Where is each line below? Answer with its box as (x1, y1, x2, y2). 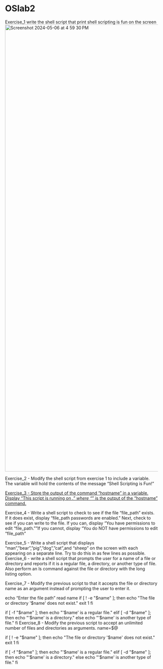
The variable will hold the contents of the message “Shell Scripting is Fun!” (5, 480, 154, 487)
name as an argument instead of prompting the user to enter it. (5, 585, 131, 591)
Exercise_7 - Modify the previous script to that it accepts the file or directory (5, 580, 158, 586)
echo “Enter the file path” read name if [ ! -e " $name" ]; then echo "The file (5, 595, 155, 601)
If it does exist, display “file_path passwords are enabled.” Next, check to (5, 515, 151, 521)
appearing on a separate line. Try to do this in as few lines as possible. (5, 550, 146, 556)
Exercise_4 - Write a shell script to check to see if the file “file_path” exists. (5, 509, 155, 516)
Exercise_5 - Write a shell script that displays (5, 540, 95, 545)
